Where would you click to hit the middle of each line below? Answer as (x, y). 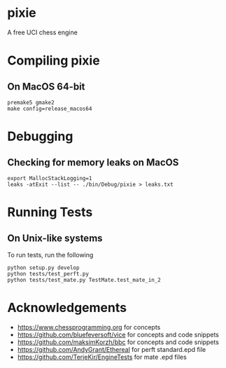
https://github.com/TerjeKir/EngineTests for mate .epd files (102, 357)
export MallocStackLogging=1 (50, 178)
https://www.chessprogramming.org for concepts (89, 327)
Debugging (40, 136)
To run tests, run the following (50, 254)
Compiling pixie (54, 61)
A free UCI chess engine (43, 32)
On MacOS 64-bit (46, 87)
